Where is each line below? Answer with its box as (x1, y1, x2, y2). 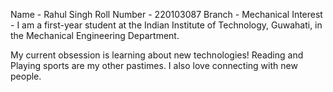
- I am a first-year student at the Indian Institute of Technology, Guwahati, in (10, 19, 323, 31)
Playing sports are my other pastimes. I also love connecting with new (10, 60, 298, 71)
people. (10, 70, 42, 82)
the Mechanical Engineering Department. (10, 30, 180, 41)
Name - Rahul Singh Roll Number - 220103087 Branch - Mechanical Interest (10, 9, 323, 20)
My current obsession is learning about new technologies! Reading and (10, 49, 304, 61)
